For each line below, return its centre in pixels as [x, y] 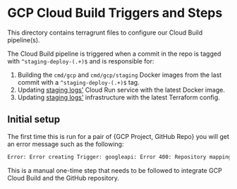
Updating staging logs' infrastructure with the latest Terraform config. [119, 97]
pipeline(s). [24, 39]
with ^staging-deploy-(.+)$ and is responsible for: [81, 61]
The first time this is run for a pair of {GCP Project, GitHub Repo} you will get [118, 136]
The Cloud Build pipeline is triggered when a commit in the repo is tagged [114, 54]
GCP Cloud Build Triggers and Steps [115, 13]
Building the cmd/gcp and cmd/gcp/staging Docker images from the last [120, 75]
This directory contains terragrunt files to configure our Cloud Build [105, 32]
